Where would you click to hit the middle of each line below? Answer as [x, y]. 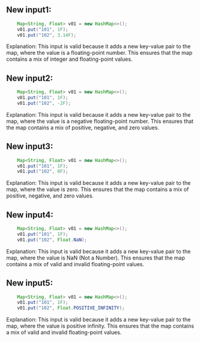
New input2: [30, 78]
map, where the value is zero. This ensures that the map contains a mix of [98, 190]
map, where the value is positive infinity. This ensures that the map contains [100, 326]
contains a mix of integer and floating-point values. [69, 59]
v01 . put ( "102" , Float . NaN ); [52, 240]
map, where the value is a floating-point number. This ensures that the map [99, 53]
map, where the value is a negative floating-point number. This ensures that [100, 121]
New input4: [30, 215]
